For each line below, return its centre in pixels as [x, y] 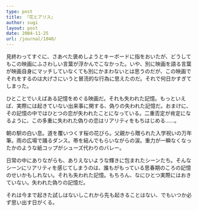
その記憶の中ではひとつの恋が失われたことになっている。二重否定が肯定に [96, 113]
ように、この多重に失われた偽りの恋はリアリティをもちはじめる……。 [95, 121]
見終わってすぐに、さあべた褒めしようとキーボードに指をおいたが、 [88, 56]
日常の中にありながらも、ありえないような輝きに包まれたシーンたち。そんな [99, 160]
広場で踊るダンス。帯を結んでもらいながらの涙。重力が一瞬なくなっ [109, 140]
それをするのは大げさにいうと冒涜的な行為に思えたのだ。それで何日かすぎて [99, 78]
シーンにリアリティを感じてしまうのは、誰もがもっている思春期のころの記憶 [99, 168]
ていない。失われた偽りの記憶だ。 [47, 182]
